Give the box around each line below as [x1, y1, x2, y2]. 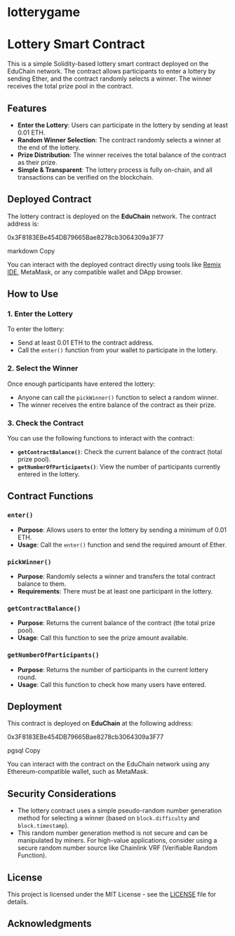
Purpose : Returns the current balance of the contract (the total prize [17, 619, 215, 627]
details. [7, 897, 29, 906]
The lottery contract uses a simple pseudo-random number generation [17, 806, 222, 815]
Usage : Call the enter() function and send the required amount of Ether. [17, 540, 227, 549]
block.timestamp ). [17, 822, 69, 830]
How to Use [7, 288, 59, 300]
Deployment [7, 701, 62, 712]
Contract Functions [7, 490, 93, 502]
